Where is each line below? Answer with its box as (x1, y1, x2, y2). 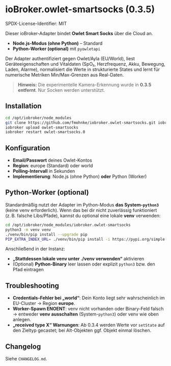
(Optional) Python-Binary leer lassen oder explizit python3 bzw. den (12, 261, 155, 267)
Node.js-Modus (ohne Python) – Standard (12, 40, 103, 46)
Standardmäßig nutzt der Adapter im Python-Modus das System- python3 (5, 201, 159, 207)
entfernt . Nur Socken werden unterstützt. (17, 87, 105, 93)
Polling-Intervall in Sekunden (12, 168, 75, 174)
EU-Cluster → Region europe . (12, 300, 75, 306)
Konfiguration (5, 144, 50, 152)
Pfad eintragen (12, 267, 44, 273)
